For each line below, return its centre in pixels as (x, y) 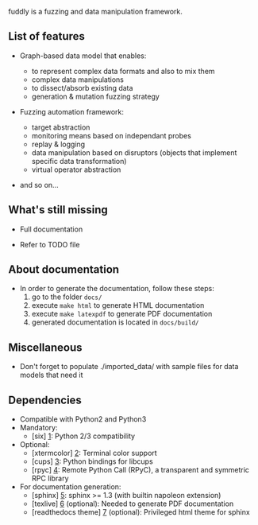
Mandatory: (39, 428)
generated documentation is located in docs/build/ (116, 322)
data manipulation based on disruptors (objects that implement (134, 152)
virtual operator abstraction (76, 169)
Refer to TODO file (50, 244)
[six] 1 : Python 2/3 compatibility (83, 436)
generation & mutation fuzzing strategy (96, 96)
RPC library (50, 478)
